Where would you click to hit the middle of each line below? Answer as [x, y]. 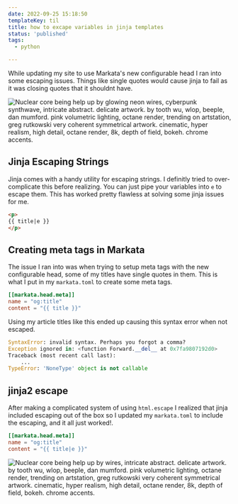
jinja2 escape [38, 391]
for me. [18, 201]
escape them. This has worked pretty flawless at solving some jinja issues [116, 194]
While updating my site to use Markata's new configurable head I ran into [115, 73]
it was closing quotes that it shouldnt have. [70, 88]
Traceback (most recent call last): [62, 355]
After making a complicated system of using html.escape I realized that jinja [118, 408]
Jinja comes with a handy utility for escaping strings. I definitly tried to [110, 179]
